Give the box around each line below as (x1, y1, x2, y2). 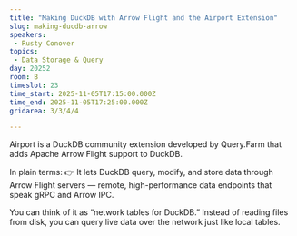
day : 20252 (9, 64, 51, 74)
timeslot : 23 (9, 81, 59, 90)
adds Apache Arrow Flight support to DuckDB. (9, 149, 183, 160)
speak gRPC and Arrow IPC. (9, 190, 114, 201)
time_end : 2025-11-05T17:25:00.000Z (9, 97, 148, 107)
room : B (9, 73, 39, 82)
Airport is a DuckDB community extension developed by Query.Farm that (9, 139, 282, 150)
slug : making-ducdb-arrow (9, 22, 107, 31)
